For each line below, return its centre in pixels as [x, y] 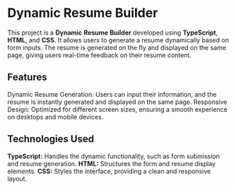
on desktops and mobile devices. [55, 117]
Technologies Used [51, 139]
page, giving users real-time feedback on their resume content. [100, 55]
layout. [17, 179]
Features [27, 77]
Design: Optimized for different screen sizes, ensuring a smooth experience [118, 109]
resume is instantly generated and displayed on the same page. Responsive [117, 102]
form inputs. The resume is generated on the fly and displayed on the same [117, 47]
